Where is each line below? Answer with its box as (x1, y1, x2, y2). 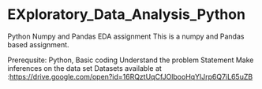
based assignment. (7, 39, 69, 49)
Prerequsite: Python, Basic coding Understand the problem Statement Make (7, 55, 254, 65)
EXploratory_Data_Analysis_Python (7, 6, 246, 24)
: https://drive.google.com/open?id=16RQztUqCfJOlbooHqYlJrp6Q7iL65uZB (7, 72, 253, 81)
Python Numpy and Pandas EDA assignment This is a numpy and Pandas (7, 32, 245, 41)
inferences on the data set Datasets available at (7, 63, 163, 72)
